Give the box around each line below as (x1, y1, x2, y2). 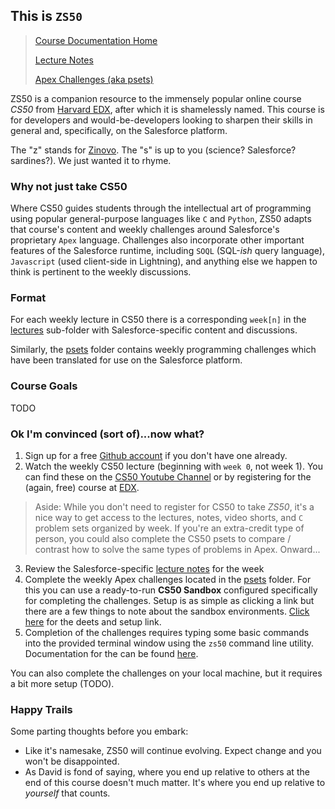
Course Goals (10, 379, 78, 393)
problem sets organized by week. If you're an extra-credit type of (34, 522, 305, 534)
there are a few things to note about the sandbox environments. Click (24, 605, 310, 617)
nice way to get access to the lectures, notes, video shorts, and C (34, 512, 304, 523)
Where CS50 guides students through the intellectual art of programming (10, 202, 312, 214)
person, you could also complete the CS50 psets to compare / (34, 533, 292, 544)
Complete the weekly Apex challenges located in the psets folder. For (24, 574, 312, 585)
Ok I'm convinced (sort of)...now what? (10, 427, 205, 441)
